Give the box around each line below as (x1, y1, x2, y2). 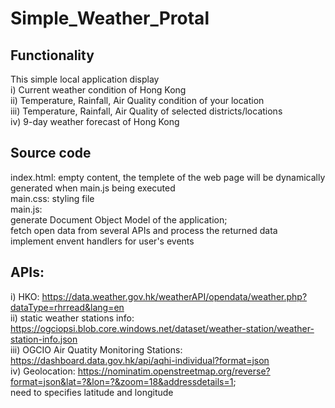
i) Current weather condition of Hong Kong (10, 84, 187, 96)
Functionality (10, 47, 95, 64)
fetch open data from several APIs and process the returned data (10, 224, 278, 236)
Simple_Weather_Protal (10, 7, 210, 30)
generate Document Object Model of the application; (10, 213, 228, 226)
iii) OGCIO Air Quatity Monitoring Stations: (10, 343, 183, 356)
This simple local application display (10, 73, 160, 85)
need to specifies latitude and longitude (10, 386, 174, 398)
